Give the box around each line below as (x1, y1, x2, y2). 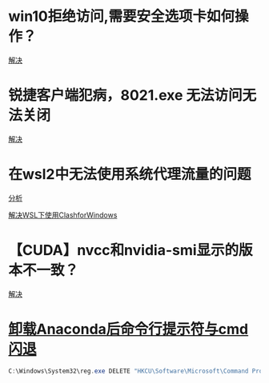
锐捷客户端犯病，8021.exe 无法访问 (8, 86, 243, 105)
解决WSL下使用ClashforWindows (8, 209, 118, 220)
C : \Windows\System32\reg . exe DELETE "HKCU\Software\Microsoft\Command (8, 367, 249, 375)
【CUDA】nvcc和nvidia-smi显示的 (8, 241, 239, 259)
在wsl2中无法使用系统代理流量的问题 (8, 166, 251, 184)
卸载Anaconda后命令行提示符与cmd (8, 320, 249, 338)
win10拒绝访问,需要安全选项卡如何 (8, 7, 235, 26)
